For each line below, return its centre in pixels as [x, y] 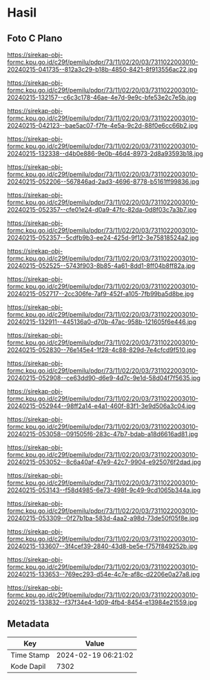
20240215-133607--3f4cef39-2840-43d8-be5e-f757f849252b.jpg [102, 546]
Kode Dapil [28, 666]
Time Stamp [30, 655]
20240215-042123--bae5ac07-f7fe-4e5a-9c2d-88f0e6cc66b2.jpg [103, 125]
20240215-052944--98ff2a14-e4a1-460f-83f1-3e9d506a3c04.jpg [102, 406]
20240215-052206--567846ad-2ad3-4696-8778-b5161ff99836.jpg [103, 182]
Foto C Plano [35, 38]
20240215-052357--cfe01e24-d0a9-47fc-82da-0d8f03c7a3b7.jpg [102, 210]
